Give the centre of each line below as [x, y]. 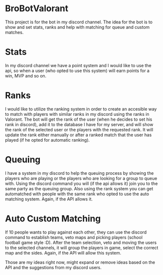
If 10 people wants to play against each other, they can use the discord [76, 232]
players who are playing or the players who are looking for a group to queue [81, 178]
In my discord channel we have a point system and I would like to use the [78, 65]
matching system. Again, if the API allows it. [49, 199]
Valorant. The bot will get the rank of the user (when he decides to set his [79, 119]
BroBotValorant [37, 9]
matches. [14, 32]
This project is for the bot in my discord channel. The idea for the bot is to [79, 22]
